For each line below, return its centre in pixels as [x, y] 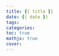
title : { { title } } [30, 11]
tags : [13, 22]
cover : [14, 44]
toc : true [18, 33]
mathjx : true [22, 38]
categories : [20, 28]
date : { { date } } [27, 17]
